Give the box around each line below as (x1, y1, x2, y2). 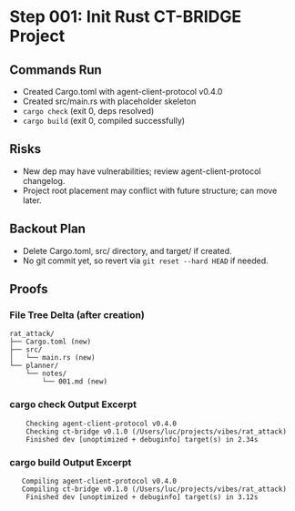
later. (22, 194, 43, 206)
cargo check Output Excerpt (9, 398, 137, 411)
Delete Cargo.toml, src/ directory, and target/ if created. (22, 245, 232, 256)
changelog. (22, 175, 66, 186)
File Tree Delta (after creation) (9, 308, 146, 321)
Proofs (9, 281, 48, 297)
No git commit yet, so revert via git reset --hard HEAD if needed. (22, 255, 269, 266)
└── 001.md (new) (42, 377, 107, 386)
